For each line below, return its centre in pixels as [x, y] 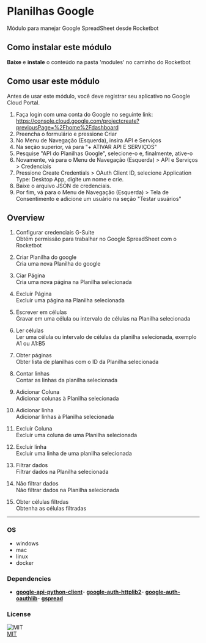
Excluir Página [34, 294]
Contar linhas [32, 374]
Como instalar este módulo [59, 47]
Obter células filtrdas [42, 502]
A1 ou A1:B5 [30, 344]
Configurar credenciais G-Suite [55, 233]
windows [27, 543]
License [19, 614]
